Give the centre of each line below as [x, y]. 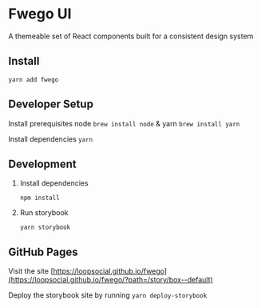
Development [43, 164]
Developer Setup [51, 104]
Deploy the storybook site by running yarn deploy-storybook [108, 295]
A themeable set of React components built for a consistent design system [131, 36]
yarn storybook [45, 228]
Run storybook [44, 213]
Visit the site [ [31, 271]
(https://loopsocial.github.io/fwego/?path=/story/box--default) [111, 280]
